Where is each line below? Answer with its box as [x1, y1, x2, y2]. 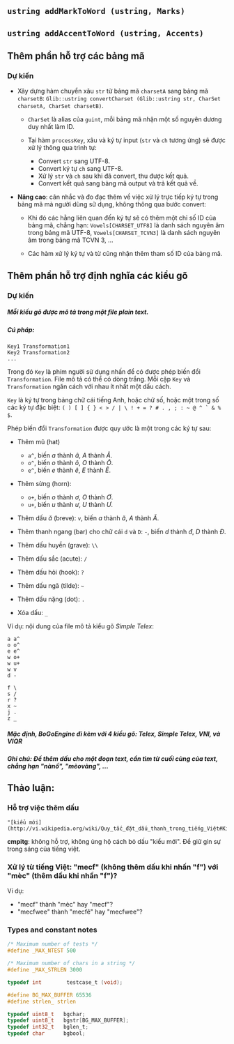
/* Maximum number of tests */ [7, 941, 98, 948]
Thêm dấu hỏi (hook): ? [17, 568, 85, 577]
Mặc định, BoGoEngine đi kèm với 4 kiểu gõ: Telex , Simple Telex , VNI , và [7, 729, 221, 738]
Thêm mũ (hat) [17, 438, 61, 446]
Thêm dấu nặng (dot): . [17, 595, 85, 603]
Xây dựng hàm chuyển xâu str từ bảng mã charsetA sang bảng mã [17, 87, 209, 96]
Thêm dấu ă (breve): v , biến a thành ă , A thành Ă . [17, 514, 159, 522]
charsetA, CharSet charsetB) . [17, 102, 104, 110]
